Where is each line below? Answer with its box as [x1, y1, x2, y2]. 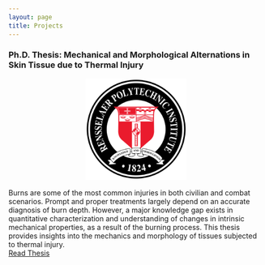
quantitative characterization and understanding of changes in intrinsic [8, 213, 245, 223]
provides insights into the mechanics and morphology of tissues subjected [8, 231, 258, 241]
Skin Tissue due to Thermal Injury [8, 59, 144, 71]
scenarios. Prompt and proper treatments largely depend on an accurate [8, 196, 250, 206]
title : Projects [8, 21, 63, 30]
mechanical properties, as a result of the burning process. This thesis [8, 222, 241, 232]
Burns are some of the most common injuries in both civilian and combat [8, 187, 251, 198]
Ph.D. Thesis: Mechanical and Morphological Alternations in [8, 49, 250, 61]
